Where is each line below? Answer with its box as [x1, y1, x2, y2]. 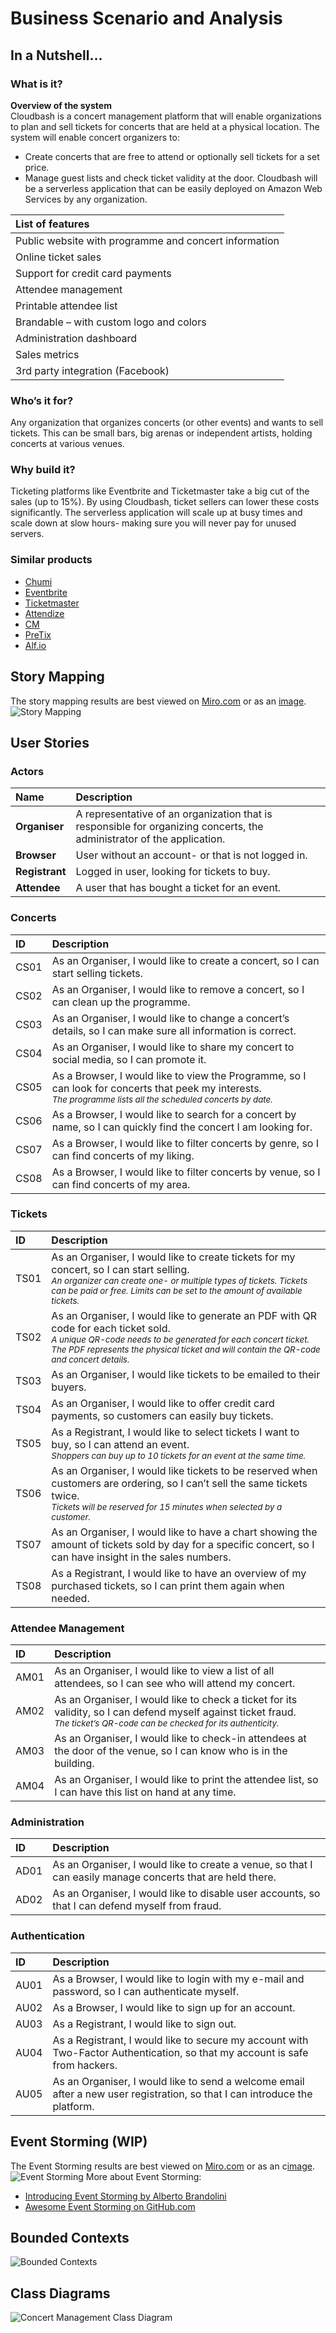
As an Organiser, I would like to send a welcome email [52, 2074, 305, 2088]
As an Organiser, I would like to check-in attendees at [54, 1732, 307, 1746]
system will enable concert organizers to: [10, 131, 180, 143]
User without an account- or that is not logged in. [75, 848, 308, 862]
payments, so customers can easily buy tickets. [51, 1408, 274, 1422]
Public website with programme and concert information [15, 233, 280, 247]
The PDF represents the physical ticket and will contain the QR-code [51, 1343, 321, 1355]
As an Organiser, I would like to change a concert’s [51, 1011, 290, 1025]
